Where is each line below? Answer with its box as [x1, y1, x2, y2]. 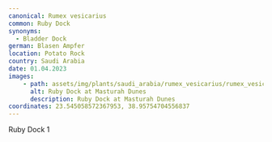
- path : [23, 80, 49, 88]
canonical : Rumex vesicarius [8, 11, 107, 20]
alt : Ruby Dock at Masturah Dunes [29, 87, 147, 96]
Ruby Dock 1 [8, 125, 50, 135]
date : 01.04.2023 [8, 65, 67, 73]
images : [8, 72, 35, 80]
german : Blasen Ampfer [8, 42, 85, 50]
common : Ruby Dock [8, 19, 70, 28]
